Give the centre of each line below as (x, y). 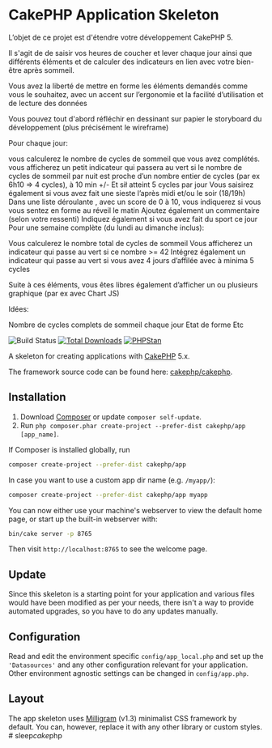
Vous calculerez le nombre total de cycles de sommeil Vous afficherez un (131, 243)
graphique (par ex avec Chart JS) (64, 293)
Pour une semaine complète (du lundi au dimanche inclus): (106, 227)
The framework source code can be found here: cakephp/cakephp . (121, 372)
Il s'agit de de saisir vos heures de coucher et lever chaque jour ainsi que (130, 53)
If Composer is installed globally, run (70, 449)
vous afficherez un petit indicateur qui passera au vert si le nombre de (125, 167)
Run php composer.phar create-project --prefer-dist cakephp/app (133, 425)
